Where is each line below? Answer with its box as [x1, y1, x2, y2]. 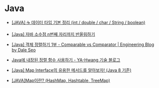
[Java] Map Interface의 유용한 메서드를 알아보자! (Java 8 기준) [11, 67, 131, 73]
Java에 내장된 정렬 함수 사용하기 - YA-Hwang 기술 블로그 [11, 57, 120, 63]
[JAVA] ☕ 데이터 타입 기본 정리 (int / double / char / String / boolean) [11, 19, 145, 25]
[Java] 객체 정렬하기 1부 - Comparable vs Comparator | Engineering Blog [11, 42, 154, 47]
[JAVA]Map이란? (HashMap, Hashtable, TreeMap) [11, 77, 111, 83]
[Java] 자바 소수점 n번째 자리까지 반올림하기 [11, 31, 95, 37]
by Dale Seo [11, 47, 36, 53]
